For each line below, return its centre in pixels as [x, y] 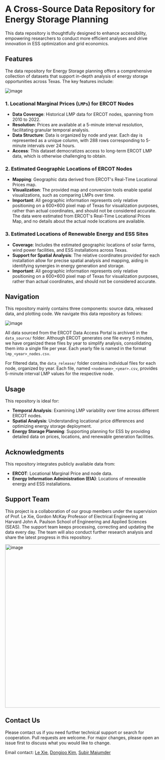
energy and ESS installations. [42, 484]
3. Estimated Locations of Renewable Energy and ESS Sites [77, 234]
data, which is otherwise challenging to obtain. [59, 156]
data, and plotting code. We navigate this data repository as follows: [74, 314]
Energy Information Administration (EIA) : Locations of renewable [79, 479]
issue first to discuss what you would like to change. [58, 743]
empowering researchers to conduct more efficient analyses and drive [76, 38]
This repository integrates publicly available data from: [60, 464]
